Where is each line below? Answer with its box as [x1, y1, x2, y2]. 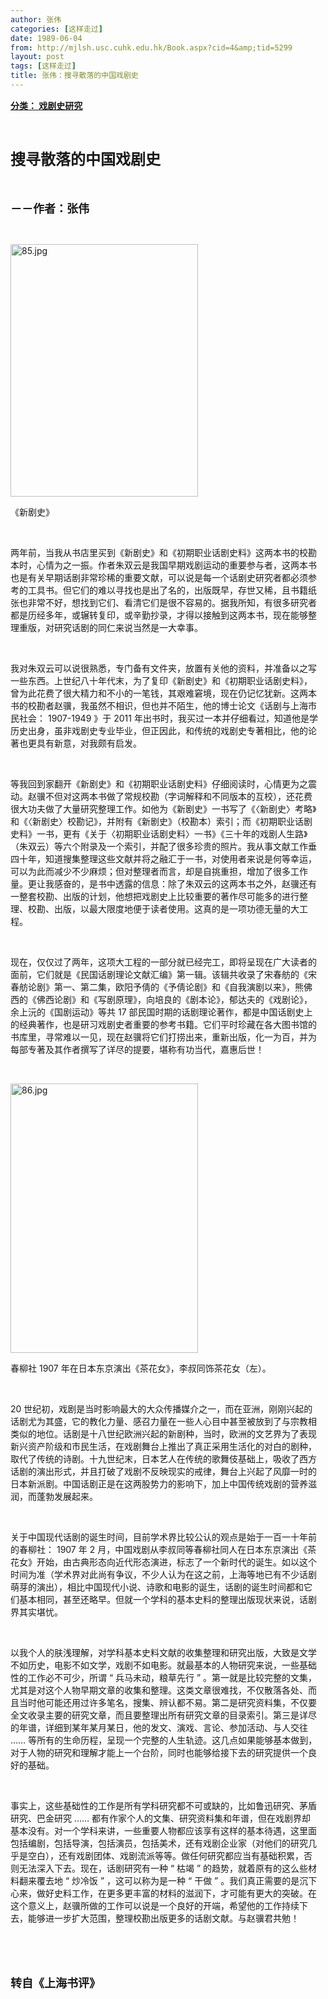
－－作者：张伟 [10, 201, 90, 216]
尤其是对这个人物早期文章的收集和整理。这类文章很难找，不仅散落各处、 [10, 1684, 308, 1696]
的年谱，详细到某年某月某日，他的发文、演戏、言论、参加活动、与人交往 [10, 1721, 308, 1733]
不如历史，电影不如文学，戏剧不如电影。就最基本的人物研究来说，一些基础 [10, 1659, 317, 1671]
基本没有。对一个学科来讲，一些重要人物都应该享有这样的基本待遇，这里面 [10, 1824, 317, 1836]
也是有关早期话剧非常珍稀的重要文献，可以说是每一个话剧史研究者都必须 [10, 571, 308, 583]
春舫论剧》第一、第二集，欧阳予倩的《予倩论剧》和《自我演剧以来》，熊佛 [10, 981, 313, 993]
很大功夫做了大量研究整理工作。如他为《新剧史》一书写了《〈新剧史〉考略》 [10, 802, 317, 815]
